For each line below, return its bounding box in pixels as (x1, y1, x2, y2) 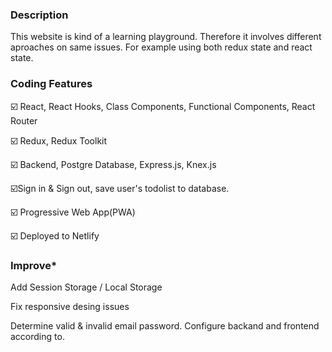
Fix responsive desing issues (10, 300, 130, 312)
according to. (10, 330, 65, 342)
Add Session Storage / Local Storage (10, 281, 163, 293)
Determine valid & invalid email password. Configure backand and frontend (10, 319, 320, 332)
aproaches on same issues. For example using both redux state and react (10, 41, 313, 53)
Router (10, 114, 38, 127)
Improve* (10, 258, 58, 272)
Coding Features (10, 77, 93, 91)
